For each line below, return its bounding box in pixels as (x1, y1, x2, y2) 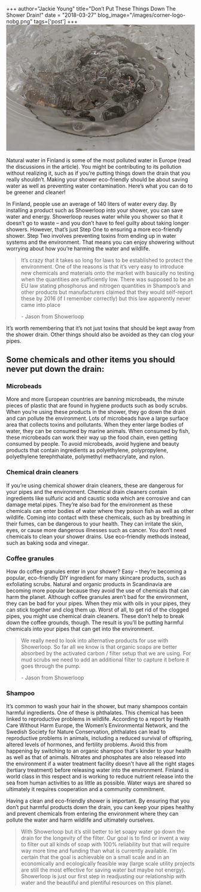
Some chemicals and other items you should (6, 354, 175, 365)
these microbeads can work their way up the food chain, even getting (6, 434, 178, 441)
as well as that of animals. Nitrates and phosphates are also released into (6, 754, 187, 761)
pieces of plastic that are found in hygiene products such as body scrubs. (6, 402, 188, 409)
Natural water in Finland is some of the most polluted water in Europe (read (6, 156, 191, 164)
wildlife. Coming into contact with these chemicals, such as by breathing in (6, 514, 191, 521)
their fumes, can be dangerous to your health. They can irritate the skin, (6, 520, 184, 527)
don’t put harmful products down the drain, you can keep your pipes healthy (6, 804, 194, 811)
